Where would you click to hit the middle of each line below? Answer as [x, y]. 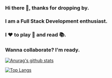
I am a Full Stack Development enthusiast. [56, 21]
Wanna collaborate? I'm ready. [42, 50]
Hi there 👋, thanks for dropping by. [47, 8]
